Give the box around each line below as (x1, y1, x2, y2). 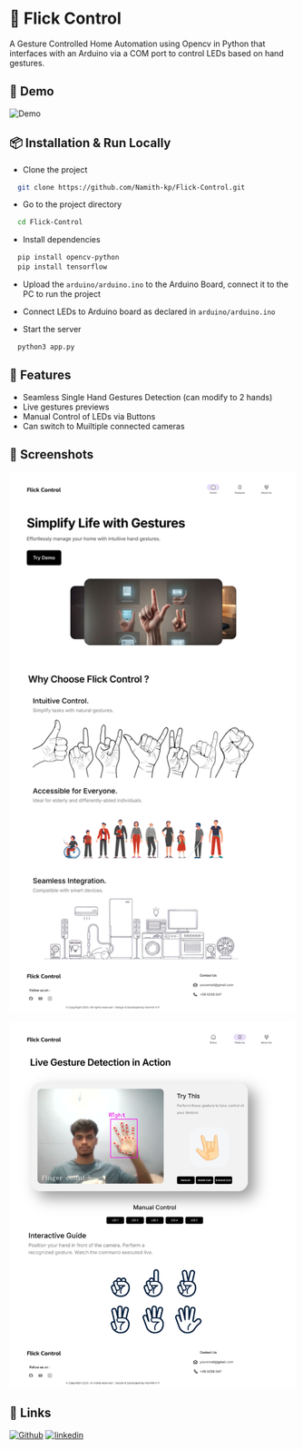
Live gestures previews (22, 401, 110, 412)
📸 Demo (9, 84, 54, 99)
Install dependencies (22, 234, 102, 245)
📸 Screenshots (9, 447, 94, 462)
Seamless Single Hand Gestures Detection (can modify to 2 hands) (22, 391, 273, 402)
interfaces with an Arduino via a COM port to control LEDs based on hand (9, 47, 284, 58)
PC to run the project (22, 289, 102, 300)
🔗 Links (9, 1405, 52, 1421)
